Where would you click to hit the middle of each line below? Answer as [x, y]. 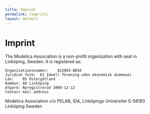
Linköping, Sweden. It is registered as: [43, 62]
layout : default [21, 19]
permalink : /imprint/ [27, 14]
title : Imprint [20, 10]
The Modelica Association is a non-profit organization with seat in [71, 56]
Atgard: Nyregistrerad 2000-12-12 [40, 88]
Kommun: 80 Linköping [27, 84]
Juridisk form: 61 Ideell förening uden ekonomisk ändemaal [68, 75]
